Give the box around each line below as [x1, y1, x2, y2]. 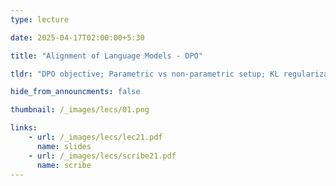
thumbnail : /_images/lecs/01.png [10, 105, 150, 115]
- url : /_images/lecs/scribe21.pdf [28, 151, 177, 161]
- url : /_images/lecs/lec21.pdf [28, 132, 163, 142]
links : [10, 123, 38, 133]
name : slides [36, 141, 92, 151]
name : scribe [36, 160, 92, 170]
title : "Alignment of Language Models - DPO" [10, 51, 203, 61]
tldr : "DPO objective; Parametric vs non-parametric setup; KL [10, 69, 280, 79]
